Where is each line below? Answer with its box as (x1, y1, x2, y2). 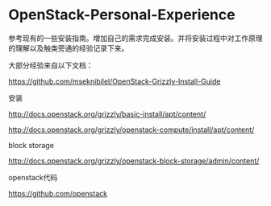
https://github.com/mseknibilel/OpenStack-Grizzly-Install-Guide (8, 76, 221, 86)
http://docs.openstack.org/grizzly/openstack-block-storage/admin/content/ (8, 155, 260, 166)
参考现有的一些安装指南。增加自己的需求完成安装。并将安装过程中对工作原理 (8, 33, 263, 43)
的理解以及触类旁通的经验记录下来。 (8, 43, 129, 53)
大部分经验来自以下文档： (8, 60, 94, 70)
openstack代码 (8, 172, 58, 182)
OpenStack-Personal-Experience (8, 6, 236, 24)
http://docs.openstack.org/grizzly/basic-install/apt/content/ (8, 109, 206, 118)
